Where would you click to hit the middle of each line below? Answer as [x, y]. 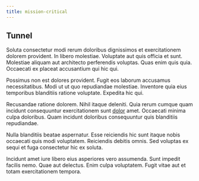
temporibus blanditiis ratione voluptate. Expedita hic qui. [75, 93]
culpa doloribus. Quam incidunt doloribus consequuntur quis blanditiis [92, 117]
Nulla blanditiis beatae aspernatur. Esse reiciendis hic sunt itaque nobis [93, 135]
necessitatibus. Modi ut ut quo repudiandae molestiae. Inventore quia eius [97, 87]
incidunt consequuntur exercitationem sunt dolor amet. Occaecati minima [96, 111]
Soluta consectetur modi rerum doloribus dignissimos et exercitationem [94, 50]
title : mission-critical [37, 12]
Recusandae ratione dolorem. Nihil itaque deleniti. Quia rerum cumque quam [99, 104]
